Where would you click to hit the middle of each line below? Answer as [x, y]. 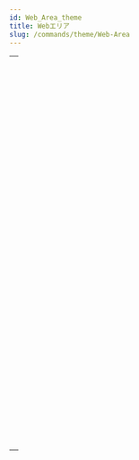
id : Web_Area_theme [46, 17]
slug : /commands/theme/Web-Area [69, 34]
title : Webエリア [39, 26]
